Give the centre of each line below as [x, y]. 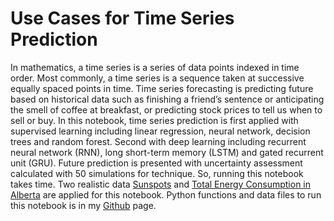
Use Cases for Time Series [122, 18]
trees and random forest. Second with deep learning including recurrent [158, 141]
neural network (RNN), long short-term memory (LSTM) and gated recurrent [167, 152]
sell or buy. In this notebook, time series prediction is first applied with [154, 120]
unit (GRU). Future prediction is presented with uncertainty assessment [156, 163]
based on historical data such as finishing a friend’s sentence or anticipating [167, 99]
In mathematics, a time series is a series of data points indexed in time [155, 67]
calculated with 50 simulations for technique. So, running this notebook [157, 173]
